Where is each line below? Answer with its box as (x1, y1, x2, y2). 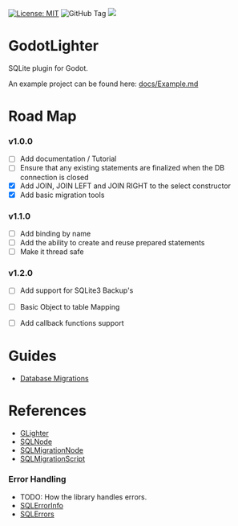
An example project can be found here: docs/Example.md (8, 79, 199, 88)
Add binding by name (19, 228, 91, 238)
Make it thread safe (19, 247, 84, 257)
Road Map (8, 107, 78, 125)
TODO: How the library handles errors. (19, 491, 147, 502)
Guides (8, 347, 58, 365)
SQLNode (19, 437, 53, 446)
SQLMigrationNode (19, 445, 84, 454)
